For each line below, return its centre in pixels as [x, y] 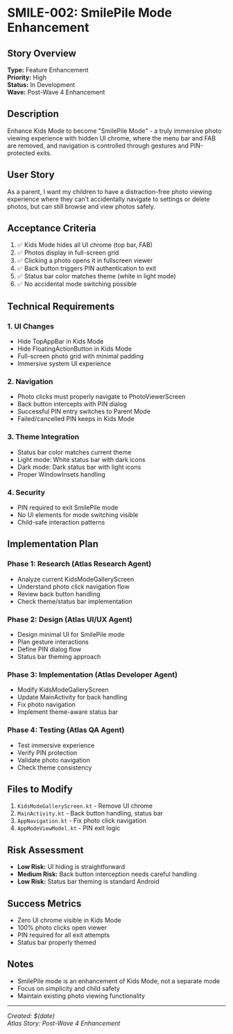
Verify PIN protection [47, 752]
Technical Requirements [61, 307]
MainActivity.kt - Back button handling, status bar [90, 813]
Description [33, 114]
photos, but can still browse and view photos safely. [81, 206]
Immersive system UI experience [64, 364]
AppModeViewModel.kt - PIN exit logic [69, 828]
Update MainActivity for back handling [72, 697]
